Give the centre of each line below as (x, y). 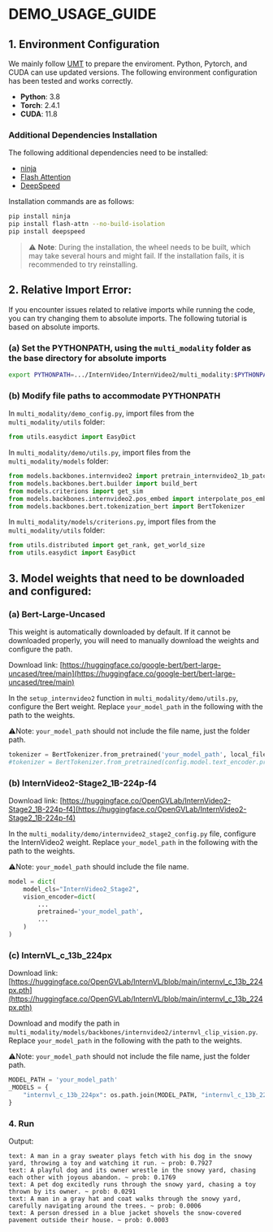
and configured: (50, 591)
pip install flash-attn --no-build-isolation (87, 224)
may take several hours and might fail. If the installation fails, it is (136, 255)
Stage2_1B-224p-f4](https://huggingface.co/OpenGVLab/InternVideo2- (128, 809)
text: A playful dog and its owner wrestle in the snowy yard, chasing (132, 1171)
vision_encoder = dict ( (59, 897)
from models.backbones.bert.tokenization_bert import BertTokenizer (127, 506)
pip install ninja (39, 216)
